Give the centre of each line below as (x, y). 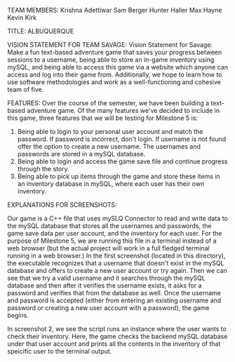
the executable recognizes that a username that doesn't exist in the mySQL (116, 263)
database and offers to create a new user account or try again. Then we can (117, 270)
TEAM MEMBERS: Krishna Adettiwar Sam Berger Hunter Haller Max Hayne (115, 10)
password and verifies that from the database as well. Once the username (114, 293)
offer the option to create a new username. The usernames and (109, 146)
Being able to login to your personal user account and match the (110, 132)
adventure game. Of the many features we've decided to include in (123, 110)
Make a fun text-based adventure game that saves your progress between (115, 52)
